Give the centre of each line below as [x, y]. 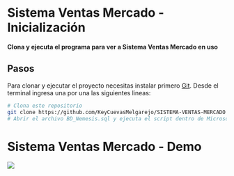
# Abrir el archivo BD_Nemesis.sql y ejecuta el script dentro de [106, 119]
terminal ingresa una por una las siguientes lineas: [79, 93]
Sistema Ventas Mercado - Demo [104, 146]
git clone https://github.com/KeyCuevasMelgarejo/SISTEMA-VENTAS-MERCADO [117, 112]
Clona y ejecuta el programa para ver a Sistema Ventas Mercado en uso [112, 47]
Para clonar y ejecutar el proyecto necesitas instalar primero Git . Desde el [113, 86]
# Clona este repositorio [45, 106]
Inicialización [46, 27]
